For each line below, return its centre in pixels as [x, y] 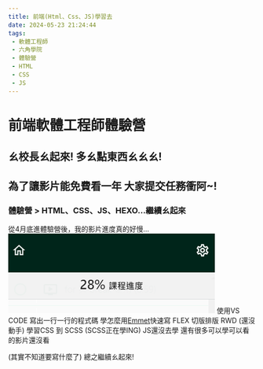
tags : [17, 33]
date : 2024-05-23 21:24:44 [52, 25]
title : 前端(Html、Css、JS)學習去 [60, 17]
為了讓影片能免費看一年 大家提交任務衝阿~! [113, 186]
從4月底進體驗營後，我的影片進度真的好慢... [79, 229]
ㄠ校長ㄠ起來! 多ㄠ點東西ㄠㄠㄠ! [85, 157]
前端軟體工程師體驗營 [77, 125]
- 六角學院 [27, 50]
